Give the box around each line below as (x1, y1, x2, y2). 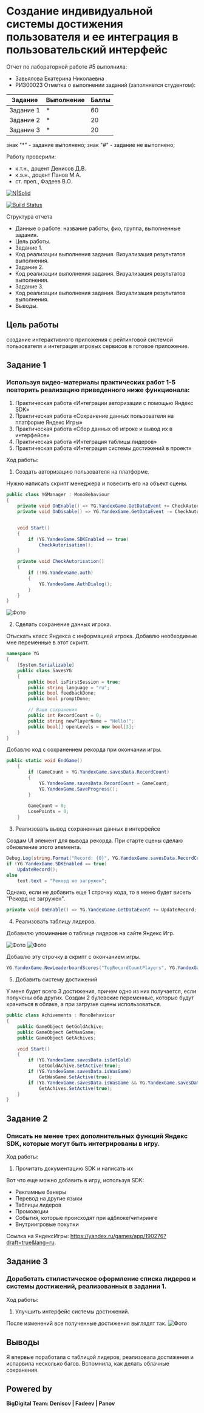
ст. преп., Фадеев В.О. (15, 177, 73, 185)
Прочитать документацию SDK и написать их (15, 1165, 134, 1172)
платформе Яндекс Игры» (15, 419, 83, 426)
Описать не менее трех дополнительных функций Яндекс (6, 1131, 188, 1140)
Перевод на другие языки (15, 1195, 83, 1202)
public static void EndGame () (6, 758, 83, 764)
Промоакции (15, 1208, 49, 1215)
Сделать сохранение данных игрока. (15, 621, 112, 628)
